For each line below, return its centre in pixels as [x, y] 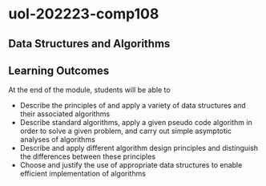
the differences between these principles [88, 156]
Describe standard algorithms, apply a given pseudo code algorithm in [136, 123]
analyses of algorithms [58, 139]
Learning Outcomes [59, 70]
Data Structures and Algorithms [89, 44]
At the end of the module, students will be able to [89, 90]
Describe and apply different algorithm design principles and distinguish [139, 148]
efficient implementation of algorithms [83, 174]
